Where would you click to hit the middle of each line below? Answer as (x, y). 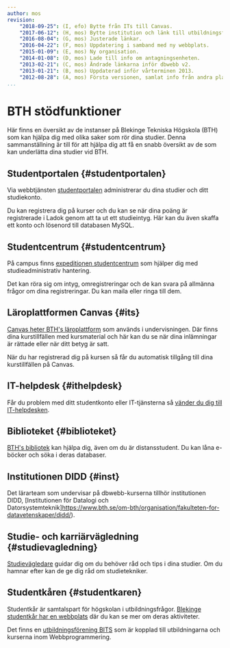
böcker (17, 455)
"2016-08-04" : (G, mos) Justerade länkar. (81, 39)
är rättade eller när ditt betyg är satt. (58, 344)
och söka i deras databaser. (67, 455)
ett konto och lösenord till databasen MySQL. (71, 225)
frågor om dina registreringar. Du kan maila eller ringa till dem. (94, 291)
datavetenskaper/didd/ (39, 515)
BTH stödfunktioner (64, 111)
